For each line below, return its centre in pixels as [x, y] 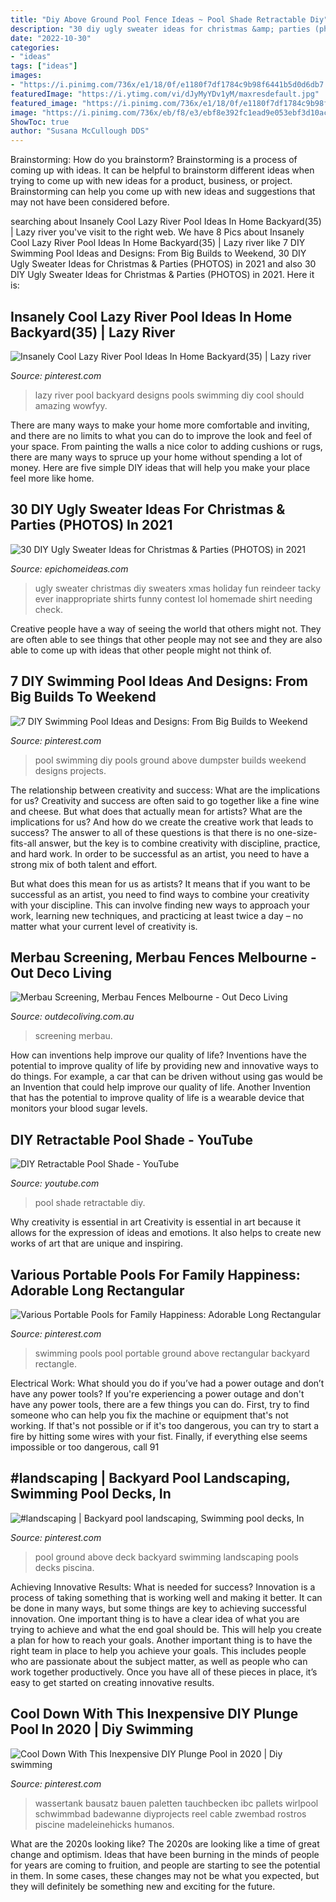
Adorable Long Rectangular [97, 1290]
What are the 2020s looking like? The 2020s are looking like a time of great [165, 1843]
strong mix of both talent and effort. [84, 864]
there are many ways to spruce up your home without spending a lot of [156, 457]
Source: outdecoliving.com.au [72, 1017]
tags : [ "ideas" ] [44, 66]
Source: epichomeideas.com [69, 568]
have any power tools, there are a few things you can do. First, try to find [160, 1404]
